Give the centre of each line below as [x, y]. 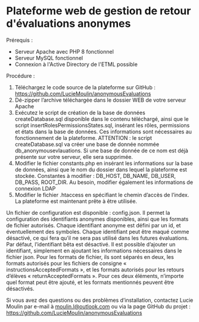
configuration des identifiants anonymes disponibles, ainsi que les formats [97, 219]
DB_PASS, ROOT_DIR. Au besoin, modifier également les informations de [104, 182]
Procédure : [21, 76]
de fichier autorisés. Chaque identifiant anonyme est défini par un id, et [94, 225]
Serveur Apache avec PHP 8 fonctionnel [64, 51]
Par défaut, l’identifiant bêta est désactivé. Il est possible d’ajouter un [91, 244]
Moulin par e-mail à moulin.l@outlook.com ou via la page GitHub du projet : [98, 306]
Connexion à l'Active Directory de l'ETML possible [76, 64]
